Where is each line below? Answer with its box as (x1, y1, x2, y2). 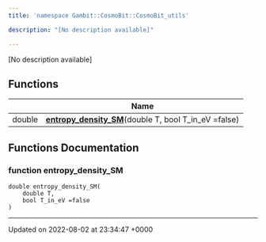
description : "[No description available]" (8, 25, 154, 34)
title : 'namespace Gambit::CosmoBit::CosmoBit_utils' (8, 11, 190, 20)
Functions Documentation (8, 141, 139, 154)
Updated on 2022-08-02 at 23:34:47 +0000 (8, 225, 154, 234)
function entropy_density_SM (8, 164, 124, 176)
